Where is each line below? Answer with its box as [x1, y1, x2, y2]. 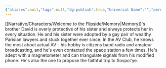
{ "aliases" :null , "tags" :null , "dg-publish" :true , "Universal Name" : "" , [5, 7, 152, 12]
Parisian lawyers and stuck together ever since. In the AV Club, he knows [5, 36, 154, 42]
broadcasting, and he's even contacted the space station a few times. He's [5, 47, 158, 53]
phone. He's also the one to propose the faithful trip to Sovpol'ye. [5, 57, 138, 63]
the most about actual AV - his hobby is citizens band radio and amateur [5, 41, 152, 47]
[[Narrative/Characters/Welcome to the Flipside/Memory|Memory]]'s [5, 21, 146, 27]
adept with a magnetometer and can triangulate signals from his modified [5, 52, 155, 58]
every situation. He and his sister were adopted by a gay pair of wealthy [5, 31, 152, 37]
